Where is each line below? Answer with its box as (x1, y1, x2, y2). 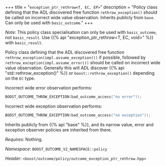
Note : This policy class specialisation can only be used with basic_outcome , (5, 29, 157, 35)
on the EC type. (5, 76, 35, 81)
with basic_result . (5, 40, 43, 46)
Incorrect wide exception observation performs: (5, 103, 102, 109)
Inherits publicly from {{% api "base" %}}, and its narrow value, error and (5, 121, 154, 127)
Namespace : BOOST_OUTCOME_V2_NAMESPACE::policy (5, 146, 107, 152)
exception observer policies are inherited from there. (5, 127, 112, 133)
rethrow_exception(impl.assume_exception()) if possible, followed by (5, 55, 146, 60)
